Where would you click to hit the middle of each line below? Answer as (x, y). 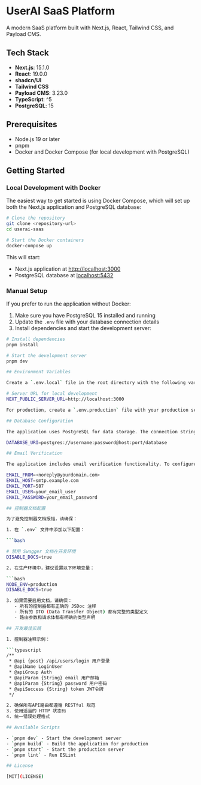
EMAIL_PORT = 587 (25, 486)
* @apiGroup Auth (30, 672)
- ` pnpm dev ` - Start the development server (64, 738)
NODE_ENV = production (32, 584)
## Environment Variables (38, 372)
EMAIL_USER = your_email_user (41, 492)
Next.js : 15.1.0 (32, 67)
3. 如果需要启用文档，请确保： (39, 601)
